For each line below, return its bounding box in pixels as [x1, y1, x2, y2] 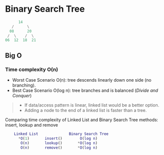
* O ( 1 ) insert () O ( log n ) [18, 136, 98, 141]
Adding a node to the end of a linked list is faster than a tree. [24, 108, 147, 113]
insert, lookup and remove [5, 122, 58, 128]
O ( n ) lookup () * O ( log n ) [20, 140, 98, 145]
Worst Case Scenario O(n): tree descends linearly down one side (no [12, 77, 152, 83]
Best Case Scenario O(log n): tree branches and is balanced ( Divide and [12, 88, 159, 93]
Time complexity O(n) [5, 66, 58, 73]
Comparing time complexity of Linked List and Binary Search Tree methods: [5, 117, 159, 123]
